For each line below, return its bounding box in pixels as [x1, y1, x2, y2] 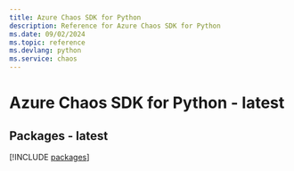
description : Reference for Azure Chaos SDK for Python [9, 21, 221, 30]
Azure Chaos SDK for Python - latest [9, 93, 285, 113]
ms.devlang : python [9, 46, 82, 55]
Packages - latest [9, 128, 109, 143]
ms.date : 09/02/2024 [9, 29, 86, 38]
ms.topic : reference [9, 37, 86, 47]
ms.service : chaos [9, 54, 78, 63]
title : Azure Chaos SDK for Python [9, 12, 142, 22]
